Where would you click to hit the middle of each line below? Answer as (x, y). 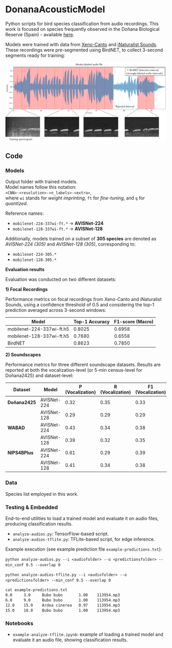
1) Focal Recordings (27, 289)
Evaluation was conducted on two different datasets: (61, 279)
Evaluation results (25, 270)
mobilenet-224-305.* (35, 255)
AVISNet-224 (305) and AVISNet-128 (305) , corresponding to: (70, 244)
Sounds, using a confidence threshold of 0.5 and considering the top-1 (80, 305)
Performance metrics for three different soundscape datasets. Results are (83, 364)
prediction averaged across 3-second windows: (56, 310)
